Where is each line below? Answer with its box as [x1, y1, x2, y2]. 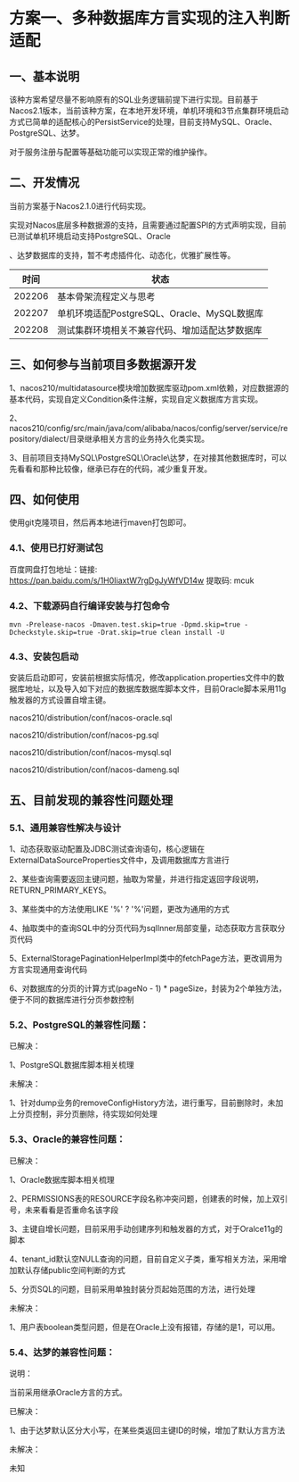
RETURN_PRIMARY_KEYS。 [9, 885, 111, 895]
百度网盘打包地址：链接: [9, 563, 98, 574]
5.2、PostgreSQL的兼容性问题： [9, 1019, 149, 1031]
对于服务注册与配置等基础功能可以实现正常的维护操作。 [9, 146, 212, 157]
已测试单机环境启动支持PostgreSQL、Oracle [9, 230, 171, 241]
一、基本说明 [9, 69, 80, 84]
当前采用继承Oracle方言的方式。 [9, 1386, 127, 1397]
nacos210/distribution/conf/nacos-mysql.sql [9, 747, 172, 758]
